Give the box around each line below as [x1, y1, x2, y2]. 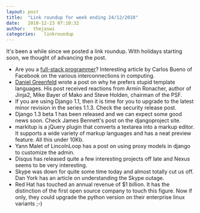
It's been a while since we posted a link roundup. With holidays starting [6, 48, 183, 55]
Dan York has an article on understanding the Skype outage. [14, 174, 165, 182]
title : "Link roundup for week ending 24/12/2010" [6, 14, 138, 20]
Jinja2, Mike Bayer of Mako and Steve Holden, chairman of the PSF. [14, 91, 183, 99]
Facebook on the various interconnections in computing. [14, 72, 155, 79]
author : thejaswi [6, 25, 55, 32]
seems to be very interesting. [14, 162, 88, 169]
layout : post [6, 8, 39, 15]
